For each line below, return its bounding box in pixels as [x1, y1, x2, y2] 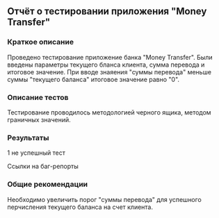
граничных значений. [7, 115, 71, 124]
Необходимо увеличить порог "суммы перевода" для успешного [7, 195, 202, 203]
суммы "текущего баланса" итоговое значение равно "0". [7, 75, 179, 83]
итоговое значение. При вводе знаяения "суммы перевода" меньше [7, 67, 212, 76]
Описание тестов [7, 92, 69, 102]
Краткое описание [7, 37, 74, 47]
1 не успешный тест [7, 149, 66, 157]
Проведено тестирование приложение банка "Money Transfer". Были [7, 53, 213, 61]
